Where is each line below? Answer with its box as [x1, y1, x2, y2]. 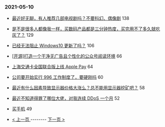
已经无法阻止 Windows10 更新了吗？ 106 [11, 43, 95, 49]
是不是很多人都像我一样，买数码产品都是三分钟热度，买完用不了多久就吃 [11, 26, 160, 32]
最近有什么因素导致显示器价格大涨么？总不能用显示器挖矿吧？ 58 [11, 85, 145, 91]
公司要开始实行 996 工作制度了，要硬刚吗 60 [11, 74, 104, 80]
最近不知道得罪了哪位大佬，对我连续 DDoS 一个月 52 [11, 95, 120, 101]
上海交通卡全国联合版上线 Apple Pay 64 [11, 63, 93, 70]
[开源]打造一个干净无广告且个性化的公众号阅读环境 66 [11, 53, 122, 59]
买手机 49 [11, 106, 32, 112]
